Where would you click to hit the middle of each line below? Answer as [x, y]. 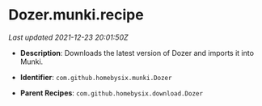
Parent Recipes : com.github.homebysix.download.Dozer [112, 93]
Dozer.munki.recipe [76, 15]
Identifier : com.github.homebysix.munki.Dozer [96, 77]
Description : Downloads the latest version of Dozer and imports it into [137, 53]
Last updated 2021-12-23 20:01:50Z [68, 37]
